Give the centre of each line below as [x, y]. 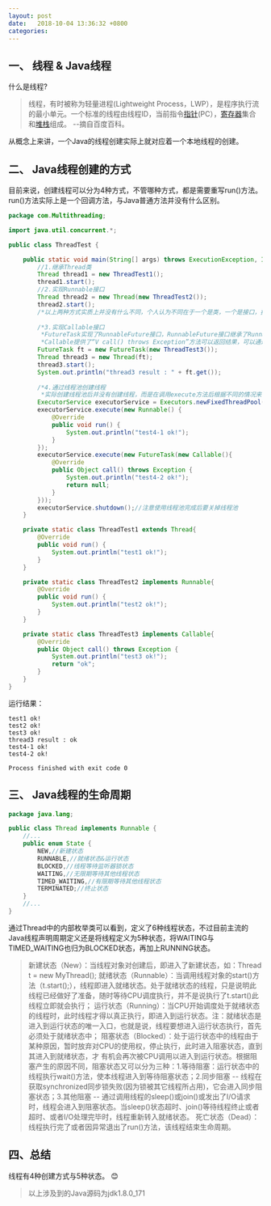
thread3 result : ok [43, 740]
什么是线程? [28, 87]
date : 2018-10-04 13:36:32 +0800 [68, 23]
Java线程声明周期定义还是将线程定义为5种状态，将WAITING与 [111, 937]
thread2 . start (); [66, 304]
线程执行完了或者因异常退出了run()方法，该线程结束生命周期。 [131, 1127]
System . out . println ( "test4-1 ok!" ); [127, 432]
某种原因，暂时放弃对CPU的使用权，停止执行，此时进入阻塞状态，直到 [145, 1046]
